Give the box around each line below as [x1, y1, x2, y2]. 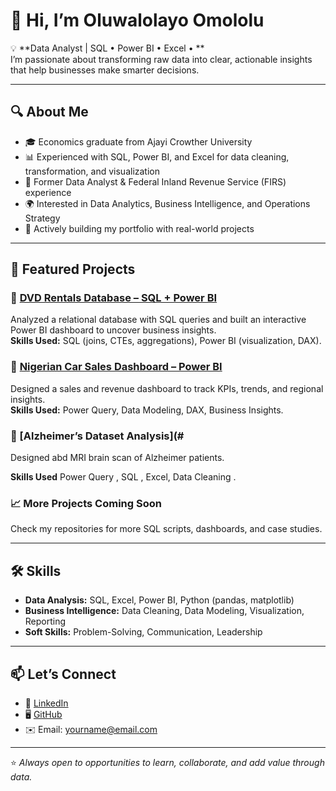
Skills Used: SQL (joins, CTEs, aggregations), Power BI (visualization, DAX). [10, 335, 322, 347]
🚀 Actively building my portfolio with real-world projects [24, 222, 255, 234]
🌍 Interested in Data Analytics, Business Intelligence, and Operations [24, 197, 311, 209]
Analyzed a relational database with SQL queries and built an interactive [10, 314, 307, 326]
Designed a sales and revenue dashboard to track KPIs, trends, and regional [10, 382, 324, 394]
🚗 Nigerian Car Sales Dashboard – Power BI [10, 360, 223, 374]
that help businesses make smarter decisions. [10, 64, 200, 76]
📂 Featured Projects [10, 261, 136, 278]
